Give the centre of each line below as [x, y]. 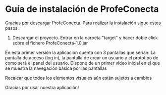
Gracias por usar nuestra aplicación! [42, 87]
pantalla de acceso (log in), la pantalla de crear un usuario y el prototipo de [82, 57]
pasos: [12, 28]
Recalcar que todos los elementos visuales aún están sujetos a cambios [79, 78]
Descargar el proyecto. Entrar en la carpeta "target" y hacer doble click [85, 38]
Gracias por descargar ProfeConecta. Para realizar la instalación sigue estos [83, 23]
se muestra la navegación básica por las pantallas [56, 68]
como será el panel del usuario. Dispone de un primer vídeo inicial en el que [83, 63]
